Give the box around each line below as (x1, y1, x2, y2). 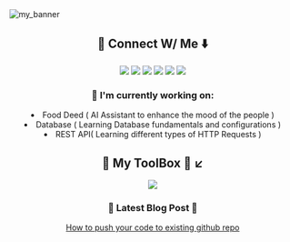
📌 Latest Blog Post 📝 (107, 201, 198, 214)
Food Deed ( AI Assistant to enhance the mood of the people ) (42, 109, 275, 121)
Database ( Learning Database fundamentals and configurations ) (35, 119, 282, 130)
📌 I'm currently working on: (91, 88, 215, 101)
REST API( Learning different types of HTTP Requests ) (55, 129, 262, 140)
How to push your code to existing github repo (65, 222, 240, 233)
